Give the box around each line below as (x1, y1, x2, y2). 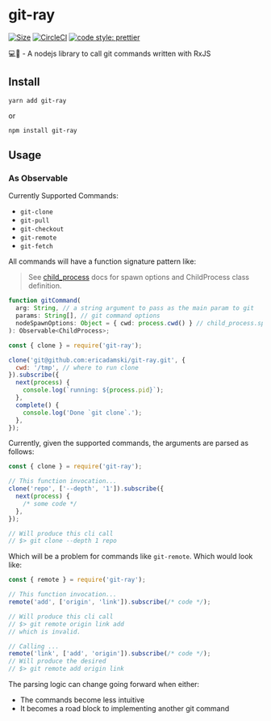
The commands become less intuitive (19, 695, 145, 705)
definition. (27, 281, 62, 291)
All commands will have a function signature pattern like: (8, 257, 196, 266)
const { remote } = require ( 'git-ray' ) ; (8, 576, 147, 584)
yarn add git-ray (8, 96, 67, 104)
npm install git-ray (8, 126, 78, 134)
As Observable (8, 172, 69, 184)
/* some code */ (23, 499, 78, 507)
